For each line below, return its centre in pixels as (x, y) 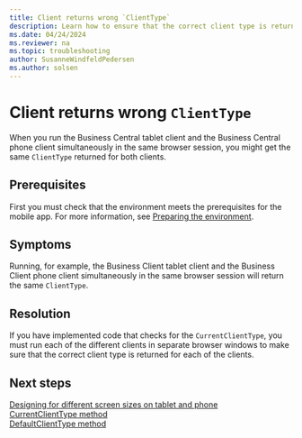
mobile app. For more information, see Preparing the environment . (132, 216)
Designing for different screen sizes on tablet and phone (114, 405)
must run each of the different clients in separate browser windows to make (149, 345)
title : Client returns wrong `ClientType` (90, 18)
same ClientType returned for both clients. (88, 156)
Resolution (40, 313)
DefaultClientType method (58, 424)
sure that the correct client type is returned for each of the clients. (132, 355)
